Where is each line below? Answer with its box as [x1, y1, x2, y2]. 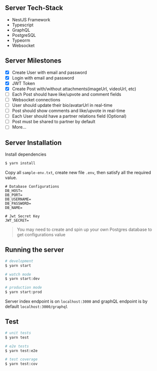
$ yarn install [5, 161, 36, 166]
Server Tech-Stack [5, 4, 63, 12]
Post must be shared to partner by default [12, 119, 96, 125]
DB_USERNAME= [5, 197, 31, 202]
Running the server [5, 246, 64, 254]
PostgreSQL [12, 32, 36, 38]
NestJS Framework [12, 16, 51, 22]
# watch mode [5, 272, 31, 277]
